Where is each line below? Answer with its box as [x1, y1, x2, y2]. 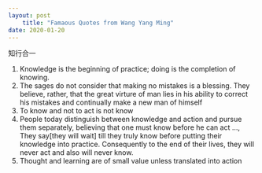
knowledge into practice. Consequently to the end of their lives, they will [19, 139, 254, 149]
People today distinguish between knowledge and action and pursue [19, 115, 242, 124]
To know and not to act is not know [19, 106, 134, 116]
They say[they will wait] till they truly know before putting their [19, 131, 223, 141]
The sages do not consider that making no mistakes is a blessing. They [19, 81, 250, 90]
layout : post [8, 11, 51, 20]
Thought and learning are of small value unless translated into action [19, 156, 242, 166]
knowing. [19, 72, 50, 83]
